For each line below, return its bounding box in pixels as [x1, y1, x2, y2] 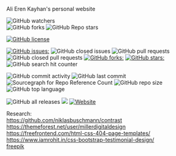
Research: [6, 110, 32, 117]
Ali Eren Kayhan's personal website [6, 6, 96, 12]
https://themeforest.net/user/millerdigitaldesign [6, 123, 126, 130]
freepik [6, 142, 25, 150]
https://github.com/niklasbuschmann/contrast [6, 117, 123, 123]
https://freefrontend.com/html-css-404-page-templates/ [6, 130, 151, 137]
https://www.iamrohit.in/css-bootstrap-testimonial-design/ [6, 136, 155, 143]
